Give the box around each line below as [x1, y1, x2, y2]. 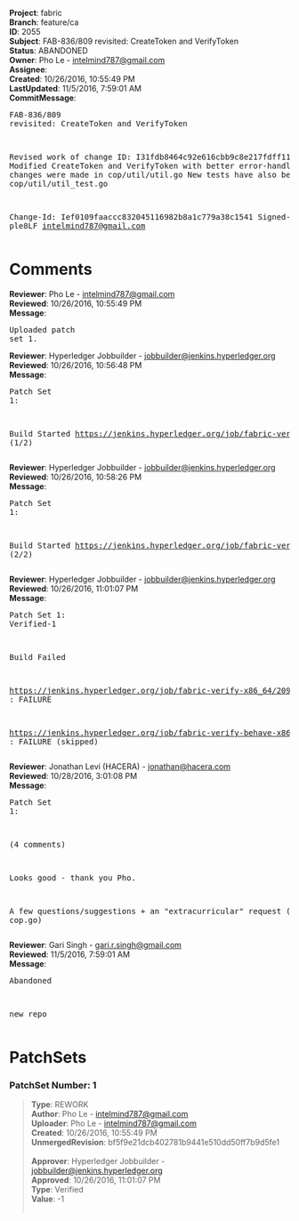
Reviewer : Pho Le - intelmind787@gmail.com [9, 288, 175, 299]
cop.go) [9, 915, 43, 925]
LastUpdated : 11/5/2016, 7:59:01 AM [9, 84, 142, 93]
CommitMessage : [9, 92, 77, 103]
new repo [9, 1008, 47, 1019]
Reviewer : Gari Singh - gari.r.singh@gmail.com [9, 939, 182, 950]
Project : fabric [9, 8, 62, 18]
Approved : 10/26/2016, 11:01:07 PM [30, 1175, 161, 1185]
